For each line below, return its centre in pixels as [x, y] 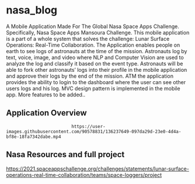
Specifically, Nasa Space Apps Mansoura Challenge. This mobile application [98, 32]
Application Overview [46, 113]
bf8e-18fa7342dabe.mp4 [34, 137]
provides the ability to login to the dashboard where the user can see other [96, 82]
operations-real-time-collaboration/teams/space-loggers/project [84, 175]
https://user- [88, 126]
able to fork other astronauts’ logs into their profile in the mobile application [97, 70]
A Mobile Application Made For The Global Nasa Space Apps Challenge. [93, 26]
